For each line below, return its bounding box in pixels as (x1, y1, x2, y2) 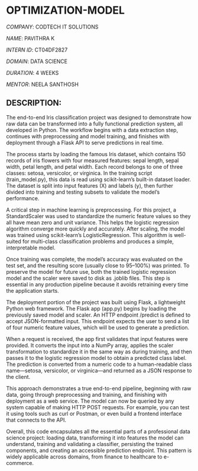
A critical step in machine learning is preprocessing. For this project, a (6, 206, 176, 213)
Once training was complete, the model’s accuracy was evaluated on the (6, 255, 183, 263)
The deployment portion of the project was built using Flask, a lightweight (6, 298, 186, 306)
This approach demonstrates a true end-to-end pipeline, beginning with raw (6, 384, 191, 392)
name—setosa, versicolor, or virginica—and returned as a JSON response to (6, 366, 192, 374)
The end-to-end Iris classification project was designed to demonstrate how (6, 113, 192, 121)
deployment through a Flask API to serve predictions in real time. (6, 139, 164, 146)
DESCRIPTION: (6, 98, 62, 108)
